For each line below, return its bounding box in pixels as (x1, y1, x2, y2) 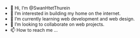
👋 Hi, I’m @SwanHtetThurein (10, 5, 70, 11)
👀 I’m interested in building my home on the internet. (10, 10, 121, 16)
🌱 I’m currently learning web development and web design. (10, 16, 135, 22)
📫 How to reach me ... (10, 27, 58, 33)
